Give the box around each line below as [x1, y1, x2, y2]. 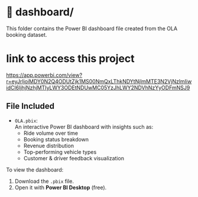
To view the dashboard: [6, 166, 64, 173]
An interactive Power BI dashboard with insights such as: [14, 123, 154, 130]
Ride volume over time [23, 130, 79, 137]
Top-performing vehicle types [23, 148, 97, 156]
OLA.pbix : [14, 117, 38, 124]
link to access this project [6, 52, 135, 66]
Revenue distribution [23, 142, 74, 149]
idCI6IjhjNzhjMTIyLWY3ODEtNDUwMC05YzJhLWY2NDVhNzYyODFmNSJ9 [6, 84, 190, 91]
